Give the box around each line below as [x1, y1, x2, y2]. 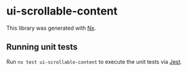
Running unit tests [6, 42, 78, 52]
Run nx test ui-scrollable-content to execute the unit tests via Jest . [6, 58, 182, 65]
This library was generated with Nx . [6, 24, 96, 32]
